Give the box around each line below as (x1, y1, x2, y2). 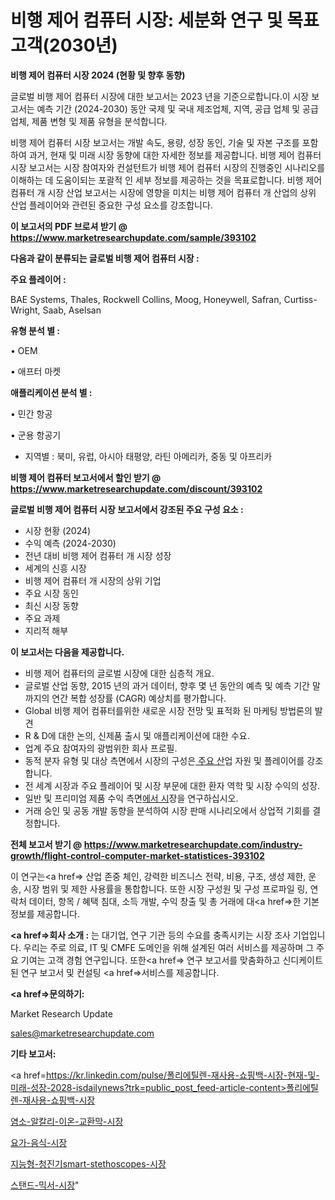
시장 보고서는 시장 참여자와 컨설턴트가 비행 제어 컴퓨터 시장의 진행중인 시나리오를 (10, 161, 326, 173)
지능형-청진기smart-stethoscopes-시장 (10, 1157, 167, 1170)
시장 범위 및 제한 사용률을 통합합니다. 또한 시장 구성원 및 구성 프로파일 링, (23, 882, 308, 895)
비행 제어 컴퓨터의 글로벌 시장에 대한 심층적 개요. (24, 667, 215, 679)
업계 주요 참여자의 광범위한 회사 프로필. (24, 742, 178, 754)
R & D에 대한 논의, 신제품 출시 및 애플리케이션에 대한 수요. (24, 729, 250, 741)
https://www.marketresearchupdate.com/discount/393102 (10, 482, 263, 495)
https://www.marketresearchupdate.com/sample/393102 (10, 231, 257, 243)
